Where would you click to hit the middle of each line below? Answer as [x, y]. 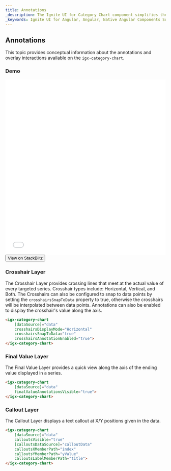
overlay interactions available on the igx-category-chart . [65, 58]
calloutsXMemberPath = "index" [45, 449]
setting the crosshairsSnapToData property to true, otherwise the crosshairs [84, 300]
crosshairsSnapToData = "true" [45, 334]
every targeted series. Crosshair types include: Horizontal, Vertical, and [80, 288]
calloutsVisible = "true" [40, 439]
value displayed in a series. [34, 373]
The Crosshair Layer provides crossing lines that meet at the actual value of [84, 283]
